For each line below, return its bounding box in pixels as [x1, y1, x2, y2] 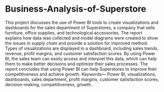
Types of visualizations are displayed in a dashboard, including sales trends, [5, 45, 159, 51]
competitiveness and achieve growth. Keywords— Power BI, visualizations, [5, 71, 156, 77]
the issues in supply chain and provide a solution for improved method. [5, 40, 148, 46]
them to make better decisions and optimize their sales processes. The [5, 61, 148, 67]
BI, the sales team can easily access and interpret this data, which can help [5, 55, 157, 61]
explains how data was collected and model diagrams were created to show [5, 35, 158, 41]
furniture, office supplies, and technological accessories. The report [5, 30, 142, 36]
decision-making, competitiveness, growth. [5, 81, 93, 87]
